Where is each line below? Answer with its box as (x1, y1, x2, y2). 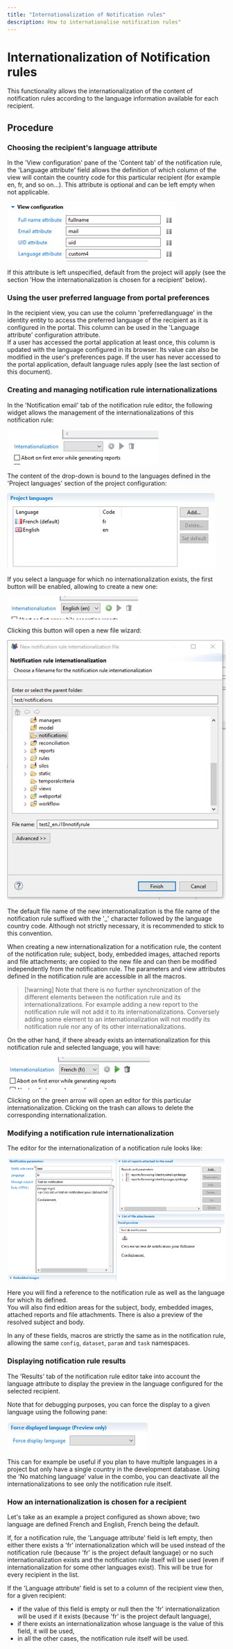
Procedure (7, 122, 54, 133)
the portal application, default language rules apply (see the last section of (7, 360, 220, 369)
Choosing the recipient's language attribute (7, 142, 157, 152)
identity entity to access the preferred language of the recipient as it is (7, 316, 209, 324)
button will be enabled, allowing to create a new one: (7, 582, 158, 590)
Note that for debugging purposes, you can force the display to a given (7, 1400, 210, 1409)
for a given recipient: (7, 1591, 67, 1600)
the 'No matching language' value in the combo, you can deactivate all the (7, 1472, 220, 1480)
